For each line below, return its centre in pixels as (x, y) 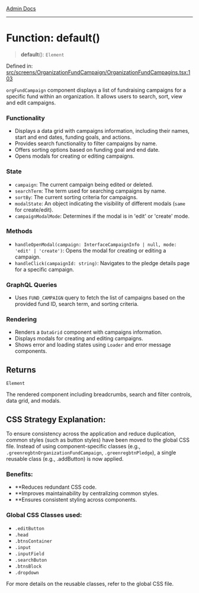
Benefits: (20, 474)
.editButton (29, 528)
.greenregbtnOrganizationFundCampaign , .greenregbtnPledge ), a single (91, 452)
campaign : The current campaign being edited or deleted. (84, 184)
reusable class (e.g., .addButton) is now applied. (65, 459)
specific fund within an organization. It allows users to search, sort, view (94, 96)
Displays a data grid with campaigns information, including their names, (102, 131)
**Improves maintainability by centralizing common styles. (86, 493)
